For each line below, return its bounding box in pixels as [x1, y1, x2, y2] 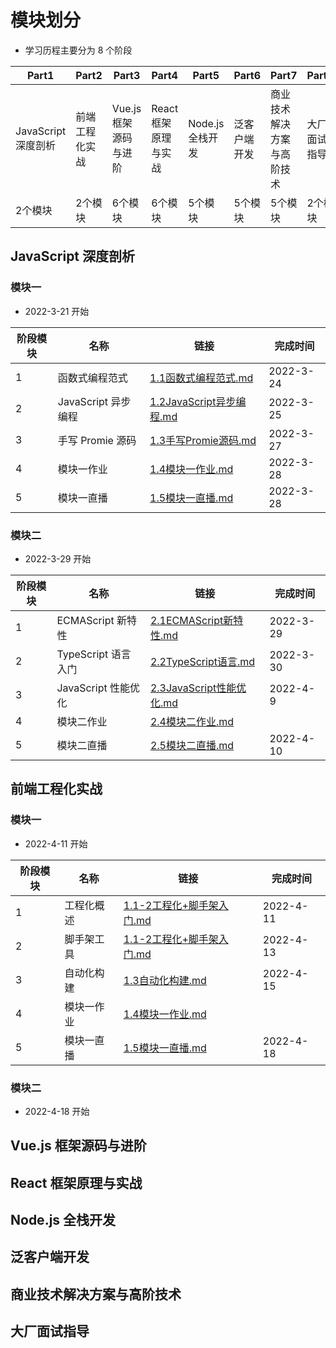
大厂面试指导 [10, 1323, 90, 1340]
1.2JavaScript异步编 [149, 394, 247, 408]
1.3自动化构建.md [123, 973, 207, 987]
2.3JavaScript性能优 [149, 681, 247, 695]
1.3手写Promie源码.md [149, 433, 257, 447]
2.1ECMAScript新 [149, 613, 234, 627]
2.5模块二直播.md [149, 738, 235, 752]
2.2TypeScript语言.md [149, 654, 256, 668]
